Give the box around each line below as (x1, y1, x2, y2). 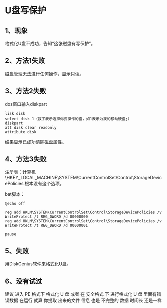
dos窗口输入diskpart (5, 101, 47, 107)
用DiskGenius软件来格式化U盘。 (5, 261, 71, 267)
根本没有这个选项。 (24, 181, 65, 187)
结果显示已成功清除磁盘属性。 (5, 139, 66, 145)
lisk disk (5, 111, 26, 116)
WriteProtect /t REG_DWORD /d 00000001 (5, 223, 88, 228)
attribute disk (5, 129, 37, 134)
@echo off (5, 201, 26, 206)
